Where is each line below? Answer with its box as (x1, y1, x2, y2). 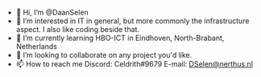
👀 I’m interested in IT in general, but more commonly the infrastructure (15, 16, 250, 26)
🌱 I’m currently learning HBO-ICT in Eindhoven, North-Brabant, (15, 33, 225, 43)
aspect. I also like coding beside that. (15, 25, 139, 34)
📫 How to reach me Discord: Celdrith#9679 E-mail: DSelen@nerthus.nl (15, 59, 254, 68)
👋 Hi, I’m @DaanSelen (15, 8, 89, 17)
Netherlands (15, 42, 58, 51)
